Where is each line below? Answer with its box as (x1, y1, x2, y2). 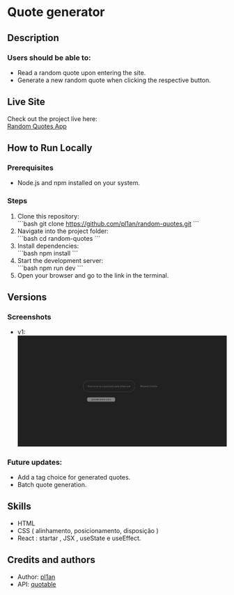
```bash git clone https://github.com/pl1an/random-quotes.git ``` (17, 219, 200, 228)
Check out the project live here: (7, 114, 97, 122)
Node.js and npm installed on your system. (17, 179, 141, 187)
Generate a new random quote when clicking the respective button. (17, 76, 211, 84)
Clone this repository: (17, 212, 79, 220)
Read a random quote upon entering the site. (17, 68, 146, 77)
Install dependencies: (17, 241, 79, 250)
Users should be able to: (7, 53, 91, 63)
